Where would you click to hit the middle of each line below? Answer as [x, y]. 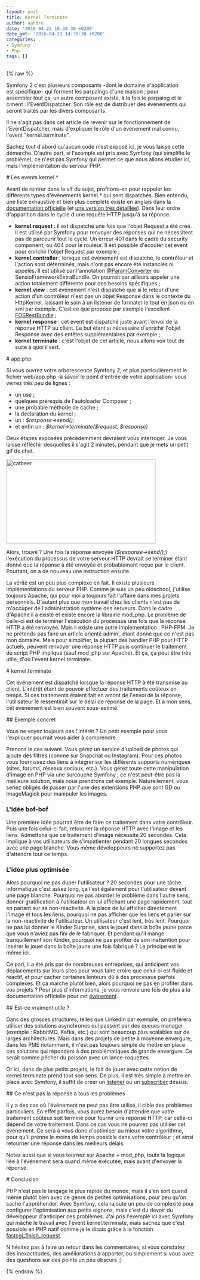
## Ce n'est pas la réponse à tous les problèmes [66, 1094]
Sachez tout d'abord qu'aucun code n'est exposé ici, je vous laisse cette [96, 146]
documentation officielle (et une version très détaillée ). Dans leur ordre [93, 208]
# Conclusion [22, 1179]
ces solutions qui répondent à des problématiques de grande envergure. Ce [99, 1051]
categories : [21, 40]
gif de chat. [20, 451]
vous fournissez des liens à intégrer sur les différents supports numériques [99, 761]
